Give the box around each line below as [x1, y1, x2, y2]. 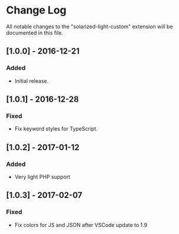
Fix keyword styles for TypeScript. [14, 125, 98, 132]
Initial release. [14, 77, 49, 84]
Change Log [6, 4, 67, 17]
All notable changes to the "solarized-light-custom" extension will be [6, 23, 173, 30]
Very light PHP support [14, 173, 71, 180]
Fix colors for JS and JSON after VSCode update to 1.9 [14, 221, 148, 228]
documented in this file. [6, 29, 64, 36]
